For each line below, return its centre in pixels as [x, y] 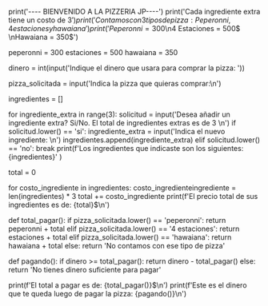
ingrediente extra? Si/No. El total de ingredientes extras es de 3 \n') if [122, 123]
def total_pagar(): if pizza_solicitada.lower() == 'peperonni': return [117, 220]
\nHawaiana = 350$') [43, 37]
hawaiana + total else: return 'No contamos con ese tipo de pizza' [117, 246]
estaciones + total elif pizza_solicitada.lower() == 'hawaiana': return [120, 237]
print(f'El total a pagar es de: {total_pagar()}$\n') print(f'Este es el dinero [128, 285]
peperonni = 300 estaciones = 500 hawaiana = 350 [93, 52]
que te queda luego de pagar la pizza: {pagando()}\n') [97, 294]
